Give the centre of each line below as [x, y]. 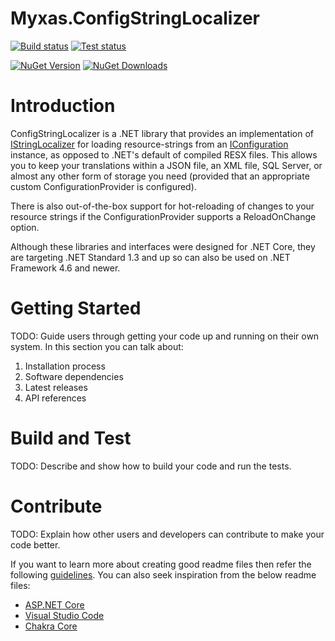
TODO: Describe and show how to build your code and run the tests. [151, 466]
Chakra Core [51, 626]
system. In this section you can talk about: [97, 346]
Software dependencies [74, 376]
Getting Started [76, 308]
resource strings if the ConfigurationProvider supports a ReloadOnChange [163, 216]
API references [55, 398]
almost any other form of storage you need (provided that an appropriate [160, 176]
